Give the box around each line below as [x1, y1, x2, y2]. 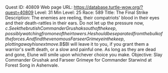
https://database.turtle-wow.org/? [73, 4, 143, 10]
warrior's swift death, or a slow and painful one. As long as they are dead [5, 47, 156, 52]
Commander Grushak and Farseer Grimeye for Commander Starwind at [5, 57, 152, 63]
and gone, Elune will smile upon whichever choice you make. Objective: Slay [5, 52, 162, 58]
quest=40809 [5, 9, 34, 15]
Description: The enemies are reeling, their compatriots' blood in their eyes [5, 15, 159, 20]
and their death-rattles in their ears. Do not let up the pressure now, [5, 20, 144, 26]
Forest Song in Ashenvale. [5, 62, 59, 68]
